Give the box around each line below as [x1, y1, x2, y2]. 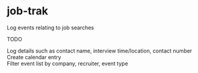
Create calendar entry [7, 53, 61, 60]
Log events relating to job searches [7, 24, 94, 31]
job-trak [7, 4, 49, 18]
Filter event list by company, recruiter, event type [7, 60, 128, 67]
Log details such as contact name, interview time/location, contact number [7, 47, 193, 54]
